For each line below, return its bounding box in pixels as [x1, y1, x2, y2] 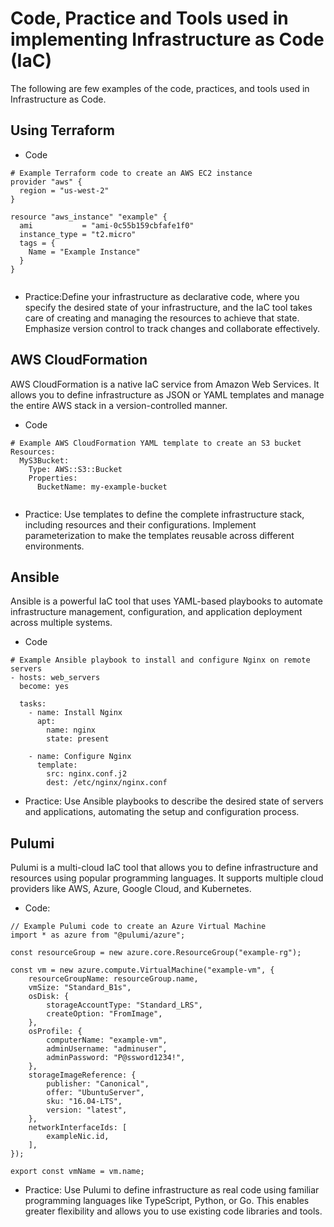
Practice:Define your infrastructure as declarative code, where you [24, 290, 300, 302]
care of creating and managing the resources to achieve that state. [24, 312, 300, 324]
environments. [24, 540, 85, 552]
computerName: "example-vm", [46, 1035, 168, 1046]
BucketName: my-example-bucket [36, 482, 168, 492]
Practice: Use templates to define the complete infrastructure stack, [24, 508, 305, 520]
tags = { [19, 238, 56, 248]
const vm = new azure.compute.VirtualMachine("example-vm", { [10, 965, 275, 976]
